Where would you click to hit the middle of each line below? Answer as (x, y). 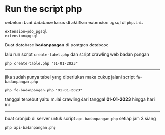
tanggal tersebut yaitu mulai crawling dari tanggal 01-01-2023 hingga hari (80, 99)
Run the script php (43, 9)
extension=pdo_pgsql (26, 31)
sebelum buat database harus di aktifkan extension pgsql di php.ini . (74, 22)
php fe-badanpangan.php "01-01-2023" (44, 90)
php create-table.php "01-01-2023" (41, 63)
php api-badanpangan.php (30, 127)
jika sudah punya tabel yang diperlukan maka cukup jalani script (70, 77)
